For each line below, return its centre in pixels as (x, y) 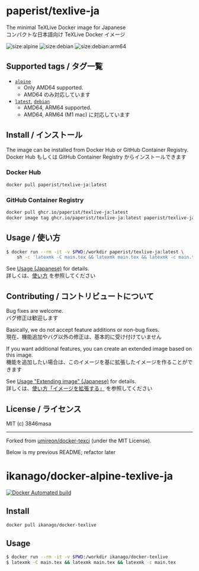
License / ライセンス (44, 409)
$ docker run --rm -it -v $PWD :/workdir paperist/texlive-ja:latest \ (95, 252)
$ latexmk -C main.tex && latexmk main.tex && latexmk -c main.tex (91, 563)
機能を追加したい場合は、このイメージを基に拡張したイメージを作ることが (97, 362)
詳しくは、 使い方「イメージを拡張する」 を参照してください (79, 388)
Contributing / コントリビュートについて (80, 296)
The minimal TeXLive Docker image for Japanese (66, 27)
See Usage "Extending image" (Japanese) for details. (71, 382)
